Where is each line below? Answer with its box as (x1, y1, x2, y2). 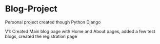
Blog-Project (5, 3, 58, 14)
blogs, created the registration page (5, 33, 77, 39)
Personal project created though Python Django (5, 19, 101, 25)
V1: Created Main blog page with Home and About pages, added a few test (5, 28, 155, 34)
